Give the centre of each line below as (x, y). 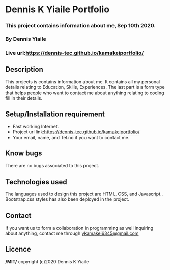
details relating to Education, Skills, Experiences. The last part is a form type (85, 87)
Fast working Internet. (36, 126)
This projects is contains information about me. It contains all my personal (83, 82)
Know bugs (24, 153)
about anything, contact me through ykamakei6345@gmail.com (72, 233)
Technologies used (36, 182)
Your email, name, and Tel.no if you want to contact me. (71, 137)
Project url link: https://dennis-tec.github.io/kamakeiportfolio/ (76, 132)
